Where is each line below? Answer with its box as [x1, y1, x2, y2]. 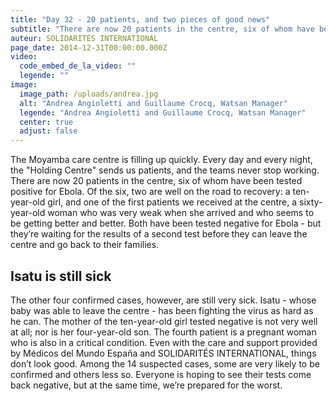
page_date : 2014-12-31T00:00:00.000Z [10, 42, 168, 53]
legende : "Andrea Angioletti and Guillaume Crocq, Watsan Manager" [19, 107, 307, 118]
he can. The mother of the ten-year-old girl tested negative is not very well [10, 315, 318, 327]
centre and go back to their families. [10, 239, 160, 251]
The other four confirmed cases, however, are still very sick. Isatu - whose [10, 294, 317, 306]
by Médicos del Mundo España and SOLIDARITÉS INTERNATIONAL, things [10, 347, 317, 359]
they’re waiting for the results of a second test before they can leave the [10, 228, 308, 240]
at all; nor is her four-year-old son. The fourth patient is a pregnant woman [10, 326, 317, 338]
